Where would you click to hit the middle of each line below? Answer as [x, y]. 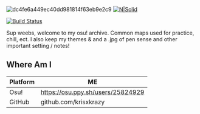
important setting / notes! [38, 46]
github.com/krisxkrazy [73, 102]
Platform [22, 82]
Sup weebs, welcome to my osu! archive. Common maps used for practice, [100, 33]
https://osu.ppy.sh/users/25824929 [92, 92]
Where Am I [29, 65]
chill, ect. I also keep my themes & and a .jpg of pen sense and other [92, 39]
